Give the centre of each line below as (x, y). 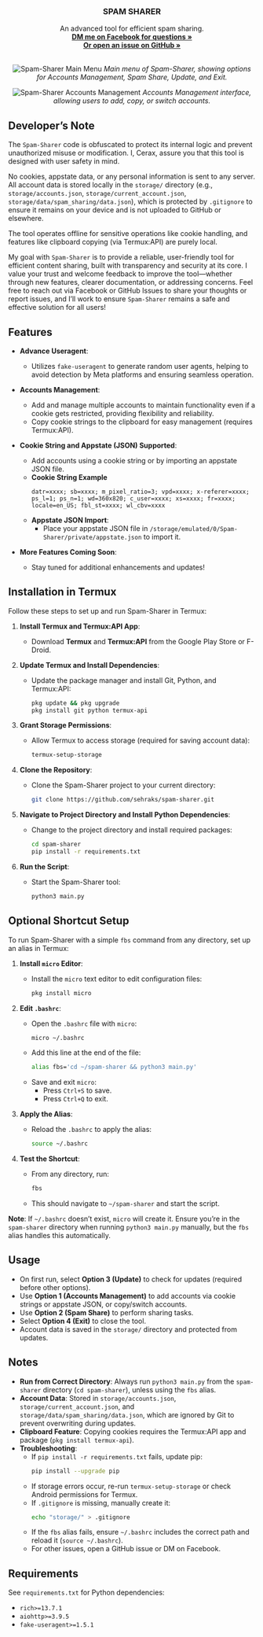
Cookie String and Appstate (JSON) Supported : (98, 445)
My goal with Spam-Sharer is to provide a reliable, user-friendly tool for (121, 257)
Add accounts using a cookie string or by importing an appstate (134, 460)
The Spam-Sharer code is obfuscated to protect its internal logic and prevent (130, 145)
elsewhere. (26, 219)
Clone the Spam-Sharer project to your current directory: (123, 785)
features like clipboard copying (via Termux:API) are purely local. (113, 242)
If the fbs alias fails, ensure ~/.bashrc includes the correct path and (140, 1532)
